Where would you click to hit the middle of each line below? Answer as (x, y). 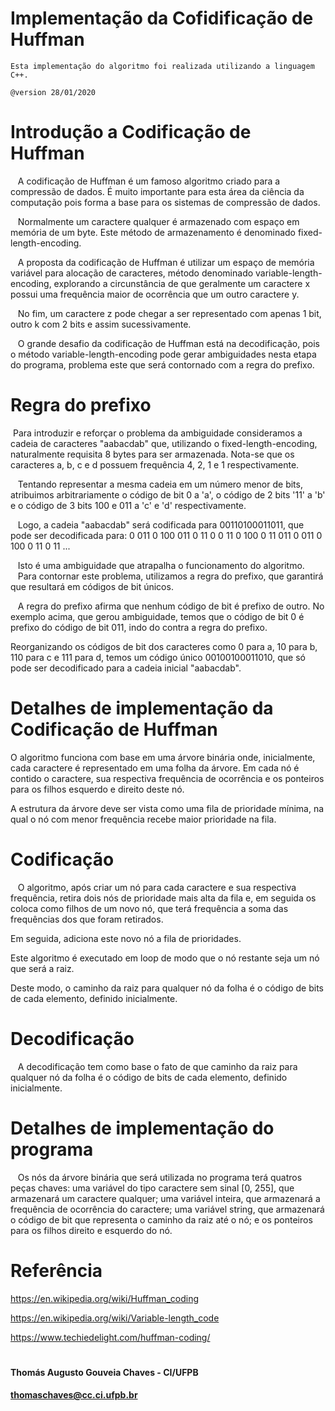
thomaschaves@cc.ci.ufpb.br (74, 1395)
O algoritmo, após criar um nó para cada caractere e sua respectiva (157, 887)
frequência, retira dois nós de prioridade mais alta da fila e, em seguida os (163, 898)
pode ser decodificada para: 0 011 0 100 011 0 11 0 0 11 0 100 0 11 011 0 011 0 (166, 535)
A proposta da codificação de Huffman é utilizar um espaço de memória (166, 262)
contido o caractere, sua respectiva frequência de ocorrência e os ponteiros (167, 778)
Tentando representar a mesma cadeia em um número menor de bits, (160, 484)
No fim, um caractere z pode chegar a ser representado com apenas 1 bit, (169, 313)
